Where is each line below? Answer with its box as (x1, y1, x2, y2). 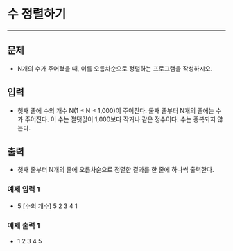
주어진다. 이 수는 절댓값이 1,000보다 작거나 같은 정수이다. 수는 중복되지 (24, 115, 216, 123)
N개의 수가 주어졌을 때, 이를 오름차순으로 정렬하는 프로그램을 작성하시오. (17, 64, 213, 73)
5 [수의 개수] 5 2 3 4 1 (17, 202, 78, 210)
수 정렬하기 (7, 6, 67, 22)
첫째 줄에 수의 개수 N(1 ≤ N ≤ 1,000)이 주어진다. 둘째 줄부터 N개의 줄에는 (17, 106, 215, 114)
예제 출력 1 (7, 220, 40, 230)
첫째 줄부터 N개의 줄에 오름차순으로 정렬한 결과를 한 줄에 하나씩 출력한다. (17, 166, 215, 174)
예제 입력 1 (7, 184, 40, 194)
